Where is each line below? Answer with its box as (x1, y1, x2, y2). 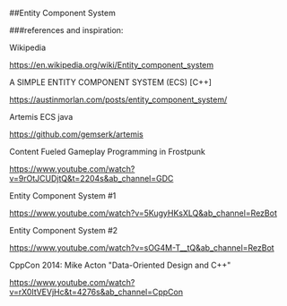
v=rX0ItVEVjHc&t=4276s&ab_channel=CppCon (9, 286, 184, 297)
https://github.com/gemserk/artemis (9, 129, 143, 140)
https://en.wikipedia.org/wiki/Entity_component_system (9, 60, 213, 70)
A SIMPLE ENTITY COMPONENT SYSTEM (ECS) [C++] (9, 77, 213, 88)
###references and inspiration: (9, 25, 124, 35)
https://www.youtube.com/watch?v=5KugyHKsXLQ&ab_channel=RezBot (9, 208, 278, 218)
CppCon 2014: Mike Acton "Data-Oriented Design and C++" (9, 259, 231, 270)
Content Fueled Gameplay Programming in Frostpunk (9, 147, 206, 157)
